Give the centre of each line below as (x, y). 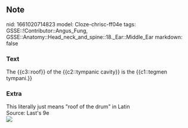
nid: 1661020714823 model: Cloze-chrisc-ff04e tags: (71, 24)
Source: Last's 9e (28, 113)
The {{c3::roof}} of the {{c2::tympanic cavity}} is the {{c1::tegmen (87, 72)
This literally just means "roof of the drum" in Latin (68, 106)
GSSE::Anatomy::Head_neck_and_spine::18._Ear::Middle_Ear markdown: (95, 37)
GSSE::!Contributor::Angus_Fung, (47, 31)
